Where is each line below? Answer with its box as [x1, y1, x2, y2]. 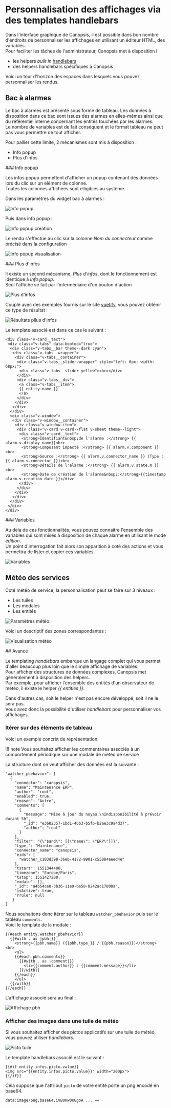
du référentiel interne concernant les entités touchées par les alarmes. [5, 118, 154, 124]
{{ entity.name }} [18, 386, 58, 391]
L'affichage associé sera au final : [5, 994, 76, 1001]
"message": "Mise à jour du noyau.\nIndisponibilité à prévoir [24, 811, 161, 817]
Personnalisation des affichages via [5, 4, 161, 15]
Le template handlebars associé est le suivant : [5, 1055, 104, 1061]
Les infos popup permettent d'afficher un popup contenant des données [5, 174, 158, 180]
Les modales [12, 603, 40, 609]
